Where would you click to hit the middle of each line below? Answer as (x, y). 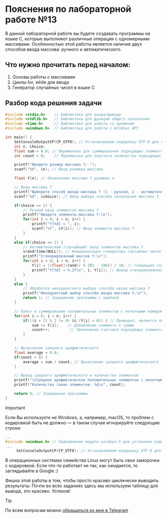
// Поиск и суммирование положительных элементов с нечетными (80, 311)
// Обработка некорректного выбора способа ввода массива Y (86, 289)
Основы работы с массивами (44, 77)
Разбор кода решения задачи (53, 103)
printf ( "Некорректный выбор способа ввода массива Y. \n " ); (85, 293)
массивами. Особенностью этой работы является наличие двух (74, 44)
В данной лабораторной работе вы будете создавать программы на (78, 33)
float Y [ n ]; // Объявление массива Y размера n (64, 178)
